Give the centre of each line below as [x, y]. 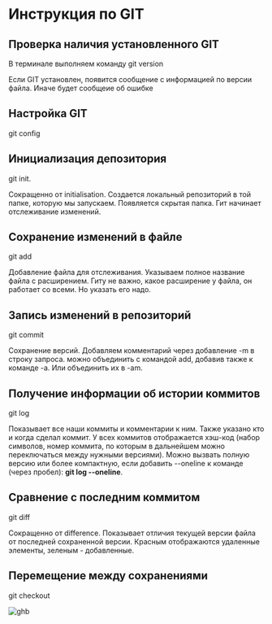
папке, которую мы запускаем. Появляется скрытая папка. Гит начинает [135, 203]
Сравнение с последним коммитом [104, 497]
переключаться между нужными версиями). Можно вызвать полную [129, 455]
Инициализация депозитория [88, 159]
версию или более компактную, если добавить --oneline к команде [126, 464]
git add [20, 256]
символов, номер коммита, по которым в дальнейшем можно [117, 446]
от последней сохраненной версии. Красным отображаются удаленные [134, 541]
